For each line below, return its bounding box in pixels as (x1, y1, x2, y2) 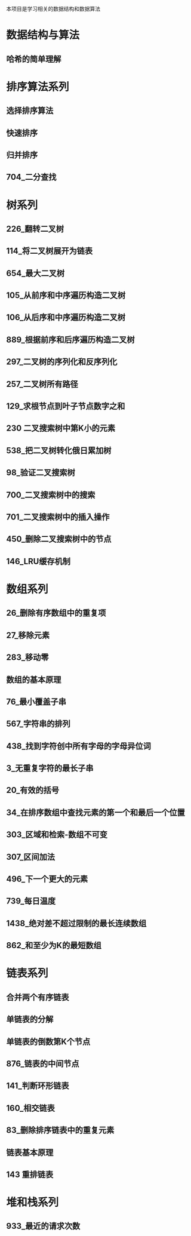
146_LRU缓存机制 (6, 556, 70, 566)
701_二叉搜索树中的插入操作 (6, 512, 110, 522)
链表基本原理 (6, 1147, 54, 1157)
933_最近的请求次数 (6, 1221, 81, 1231)
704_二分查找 (6, 172, 57, 182)
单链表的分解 (6, 1014, 54, 1025)
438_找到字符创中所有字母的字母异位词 (6, 741, 151, 751)
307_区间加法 (6, 851, 56, 862)
